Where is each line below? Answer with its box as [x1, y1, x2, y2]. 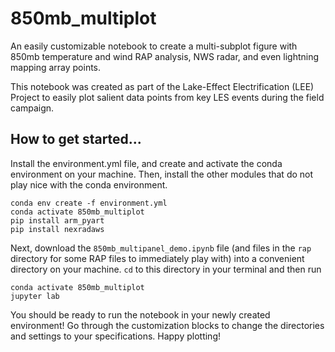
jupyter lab [10, 291, 60, 301]
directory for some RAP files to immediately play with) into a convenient [10, 252, 305, 264]
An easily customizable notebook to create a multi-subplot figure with [10, 40, 298, 52]
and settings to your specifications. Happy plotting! [10, 330, 221, 342]
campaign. [10, 102, 55, 114]
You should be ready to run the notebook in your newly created [10, 308, 271, 321]
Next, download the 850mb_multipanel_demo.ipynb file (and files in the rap [10, 242, 312, 254]
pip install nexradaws [10, 224, 105, 234]
